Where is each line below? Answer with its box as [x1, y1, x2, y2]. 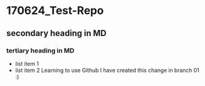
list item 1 [15, 60, 39, 67]
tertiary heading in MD [6, 46, 75, 55]
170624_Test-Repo [6, 4, 104, 18]
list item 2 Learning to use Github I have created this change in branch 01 [15, 66, 199, 74]
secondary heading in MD [6, 28, 107, 38]
